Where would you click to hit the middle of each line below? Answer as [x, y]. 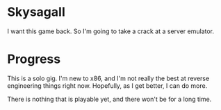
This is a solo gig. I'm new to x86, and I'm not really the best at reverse [108, 78]
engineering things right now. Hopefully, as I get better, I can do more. [107, 85]
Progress [34, 59]
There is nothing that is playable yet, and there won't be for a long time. [109, 99]
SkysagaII [36, 12]
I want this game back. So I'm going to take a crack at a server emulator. [110, 31]
